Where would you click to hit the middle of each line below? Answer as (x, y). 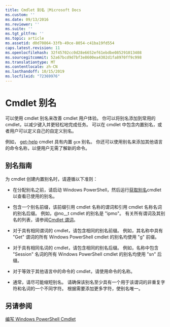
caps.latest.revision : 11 (32, 48)
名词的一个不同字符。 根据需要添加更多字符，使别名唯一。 (82, 288)
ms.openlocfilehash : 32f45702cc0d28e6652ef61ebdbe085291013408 (74, 52)
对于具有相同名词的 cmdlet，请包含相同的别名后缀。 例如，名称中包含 (86, 248)
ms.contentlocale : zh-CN (31, 67)
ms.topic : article (25, 39)
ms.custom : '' (20, 15)
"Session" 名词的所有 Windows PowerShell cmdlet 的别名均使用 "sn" (84, 254)
